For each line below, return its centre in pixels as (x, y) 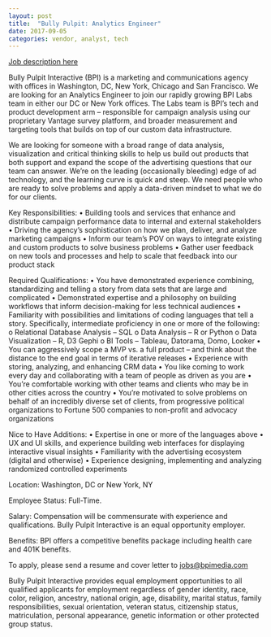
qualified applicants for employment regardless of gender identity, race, (129, 590)
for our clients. (33, 197)
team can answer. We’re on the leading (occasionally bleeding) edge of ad (133, 171)
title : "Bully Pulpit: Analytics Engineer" (85, 24)
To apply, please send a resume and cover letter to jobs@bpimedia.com (129, 565)
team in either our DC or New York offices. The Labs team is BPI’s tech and (133, 103)
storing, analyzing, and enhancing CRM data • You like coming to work (127, 367)
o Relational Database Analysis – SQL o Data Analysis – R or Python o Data (133, 332)
